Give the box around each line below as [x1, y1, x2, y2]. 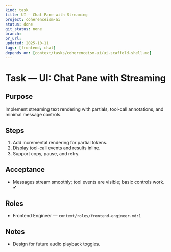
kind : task [5, 7, 29, 13]
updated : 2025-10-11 [5, 41, 50, 46]
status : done [5, 21, 33, 27]
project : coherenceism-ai [5, 17, 60, 22]
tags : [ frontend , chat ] [5, 45, 56, 51]
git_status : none [5, 27, 42, 32]
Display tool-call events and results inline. [12, 145, 101, 151]
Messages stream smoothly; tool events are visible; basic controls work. [12, 179, 165, 185]
